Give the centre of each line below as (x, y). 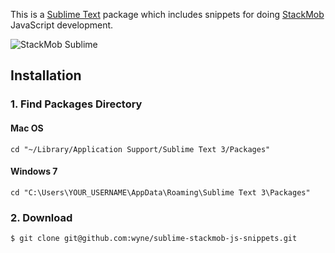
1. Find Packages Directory (76, 104)
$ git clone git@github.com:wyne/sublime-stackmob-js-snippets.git (154, 239)
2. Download (41, 217)
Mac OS (27, 128)
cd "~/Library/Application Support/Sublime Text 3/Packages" (140, 149)
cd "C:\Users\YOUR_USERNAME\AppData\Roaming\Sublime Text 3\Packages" (160, 192)
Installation (46, 75)
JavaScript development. (62, 25)
